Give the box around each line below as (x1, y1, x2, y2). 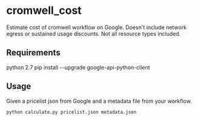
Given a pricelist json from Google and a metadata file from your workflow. (6, 97, 192, 105)
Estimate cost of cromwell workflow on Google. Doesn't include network (6, 24, 186, 31)
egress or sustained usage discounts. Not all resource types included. (6, 30, 181, 37)
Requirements (6, 48, 61, 58)
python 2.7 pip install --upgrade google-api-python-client (6, 64, 150, 71)
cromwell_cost (6, 4, 82, 18)
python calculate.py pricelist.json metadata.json (6, 109, 137, 115)
